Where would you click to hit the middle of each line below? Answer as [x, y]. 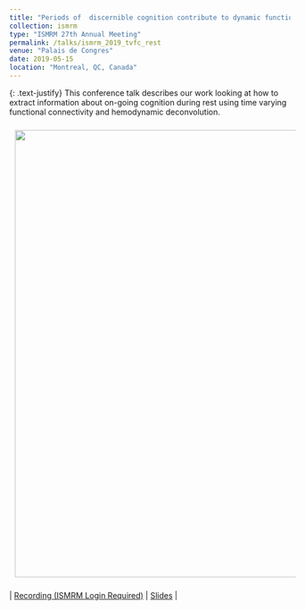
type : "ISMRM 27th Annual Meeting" [75, 34]
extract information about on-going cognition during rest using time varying [148, 102]
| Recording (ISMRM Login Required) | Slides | [94, 595]
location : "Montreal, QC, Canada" [74, 68]
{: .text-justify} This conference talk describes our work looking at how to [144, 93]
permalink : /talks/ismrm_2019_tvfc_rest [86, 42]
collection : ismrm [43, 26]
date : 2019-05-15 [41, 59]
